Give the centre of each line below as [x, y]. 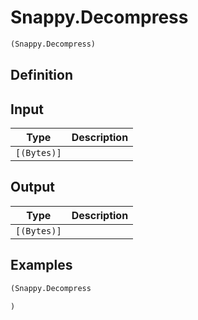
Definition [41, 75]
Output [32, 187]
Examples [41, 265]
